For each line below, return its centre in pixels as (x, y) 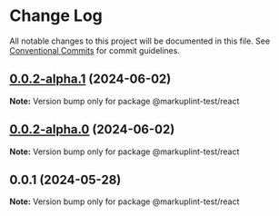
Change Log (56, 16)
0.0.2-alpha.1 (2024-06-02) (90, 79)
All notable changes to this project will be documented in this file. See (140, 41)
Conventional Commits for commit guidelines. (95, 50)
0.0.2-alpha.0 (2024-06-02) (92, 129)
